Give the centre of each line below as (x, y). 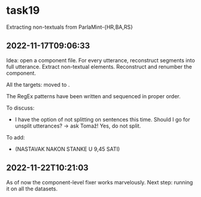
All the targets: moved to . (38, 84)
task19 (23, 10)
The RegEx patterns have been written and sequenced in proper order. (94, 96)
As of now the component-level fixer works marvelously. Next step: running (100, 182)
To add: (16, 137)
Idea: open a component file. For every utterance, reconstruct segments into (100, 60)
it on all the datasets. (32, 189)
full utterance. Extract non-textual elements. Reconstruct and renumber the (99, 66)
